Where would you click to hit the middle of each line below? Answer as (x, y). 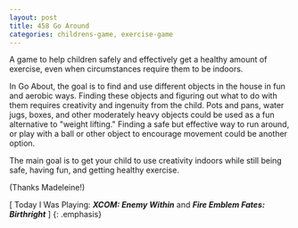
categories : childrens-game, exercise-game (91, 34)
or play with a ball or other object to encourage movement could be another (149, 134)
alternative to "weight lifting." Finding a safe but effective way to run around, (149, 124)
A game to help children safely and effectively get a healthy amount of (138, 60)
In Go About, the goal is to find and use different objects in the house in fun (147, 87)
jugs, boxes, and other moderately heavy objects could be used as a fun (142, 115)
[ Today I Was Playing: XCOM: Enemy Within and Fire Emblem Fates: (137, 205)
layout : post (33, 17)
